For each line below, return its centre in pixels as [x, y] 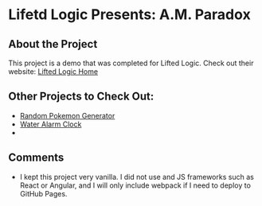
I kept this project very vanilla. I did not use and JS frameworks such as [137, 177]
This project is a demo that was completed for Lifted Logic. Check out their [131, 63]
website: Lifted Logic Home [53, 72]
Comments [36, 158]
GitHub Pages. [43, 193]
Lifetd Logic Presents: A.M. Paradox [129, 15]
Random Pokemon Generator [67, 115]
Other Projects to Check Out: [81, 97]
